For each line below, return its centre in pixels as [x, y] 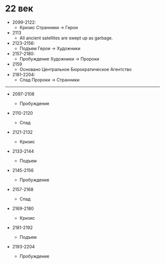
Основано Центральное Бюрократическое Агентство [75, 69]
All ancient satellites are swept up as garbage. [66, 38]
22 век [19, 9]
